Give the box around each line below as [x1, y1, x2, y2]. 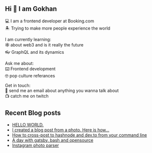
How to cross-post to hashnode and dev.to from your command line [12, 132, 147, 138]
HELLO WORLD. [12, 122, 44, 127]
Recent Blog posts [5, 109, 61, 117]
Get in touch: [5, 82, 31, 88]
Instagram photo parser [12, 142, 59, 148]
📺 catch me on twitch [5, 93, 49, 99]
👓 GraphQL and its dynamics [5, 49, 64, 55]
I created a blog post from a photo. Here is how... [12, 127, 110, 133]
